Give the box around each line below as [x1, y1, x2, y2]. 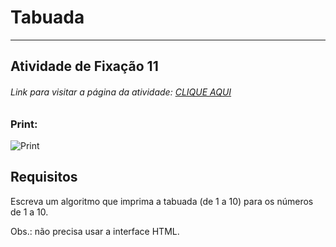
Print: [10, 117, 38, 131]
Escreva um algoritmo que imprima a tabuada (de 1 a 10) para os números [10, 195, 314, 207]
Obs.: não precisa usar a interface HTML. [10, 225, 180, 237]
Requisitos [10, 169, 78, 186]
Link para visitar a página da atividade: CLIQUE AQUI [10, 86, 232, 98]
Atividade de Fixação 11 [10, 58, 159, 75]
